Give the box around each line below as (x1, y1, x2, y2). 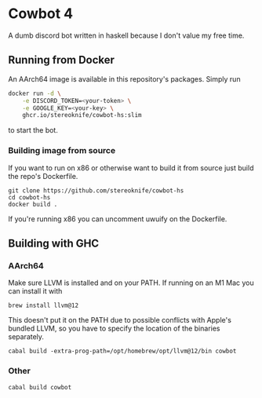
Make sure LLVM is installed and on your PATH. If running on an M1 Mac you (8, 278, 254, 287)
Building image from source (8, 145, 116, 156)
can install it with (8, 287, 63, 296)
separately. (8, 332, 45, 341)
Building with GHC (8, 236, 100, 250)
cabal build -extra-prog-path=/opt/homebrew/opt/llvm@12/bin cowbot (8, 347, 237, 356)
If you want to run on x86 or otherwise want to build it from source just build (8, 162, 254, 173)
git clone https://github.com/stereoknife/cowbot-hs (8, 186, 184, 195)
